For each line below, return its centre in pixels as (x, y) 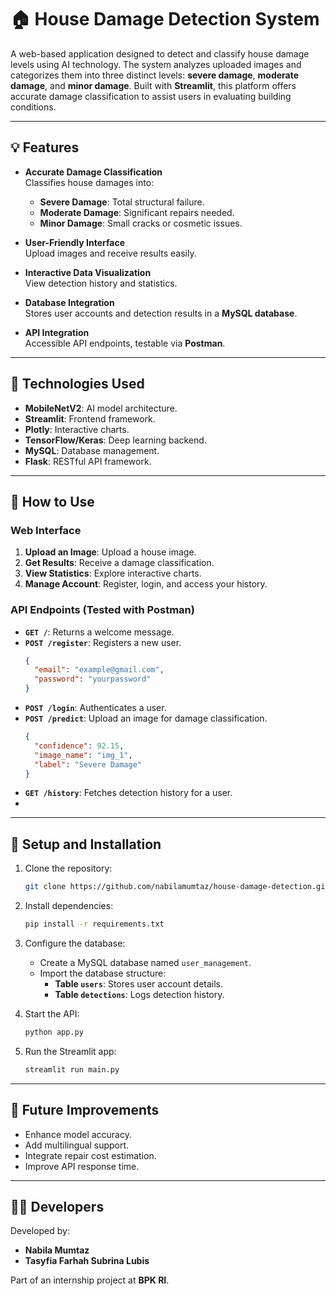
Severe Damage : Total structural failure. (122, 202)
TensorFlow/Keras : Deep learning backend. (115, 440)
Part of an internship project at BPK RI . (90, 1280)
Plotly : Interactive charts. (77, 429)
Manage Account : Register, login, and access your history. (146, 584)
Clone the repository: (68, 868)
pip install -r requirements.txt (94, 924)
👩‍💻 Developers (57, 1206)
